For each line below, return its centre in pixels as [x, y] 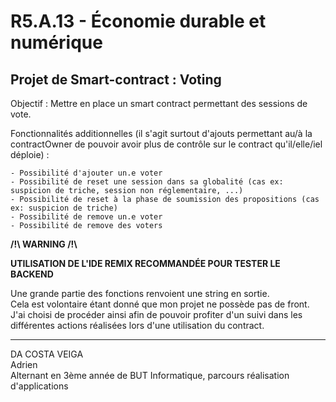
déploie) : [30, 154]
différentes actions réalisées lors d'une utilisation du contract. [137, 325]
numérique [56, 42]
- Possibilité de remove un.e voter [86, 217]
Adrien [24, 364]
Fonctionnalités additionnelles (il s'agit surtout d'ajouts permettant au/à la [161, 133]
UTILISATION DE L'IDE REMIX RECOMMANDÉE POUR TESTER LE [145, 263]
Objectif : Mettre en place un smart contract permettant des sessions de [159, 103]
